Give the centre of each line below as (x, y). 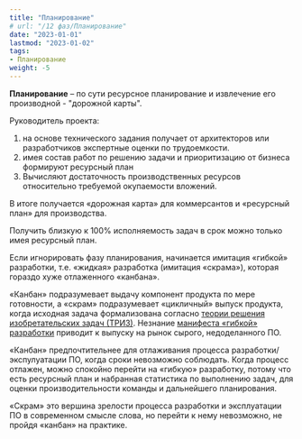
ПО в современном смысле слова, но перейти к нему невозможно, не (146, 415)
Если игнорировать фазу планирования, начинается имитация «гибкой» (149, 257)
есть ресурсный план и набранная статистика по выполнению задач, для (151, 379)
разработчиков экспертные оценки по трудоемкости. (126, 147)
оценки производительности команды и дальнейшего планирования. (143, 388)
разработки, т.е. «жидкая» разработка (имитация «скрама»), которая (144, 267)
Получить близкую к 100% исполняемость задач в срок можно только (146, 230)
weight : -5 (30, 69)
